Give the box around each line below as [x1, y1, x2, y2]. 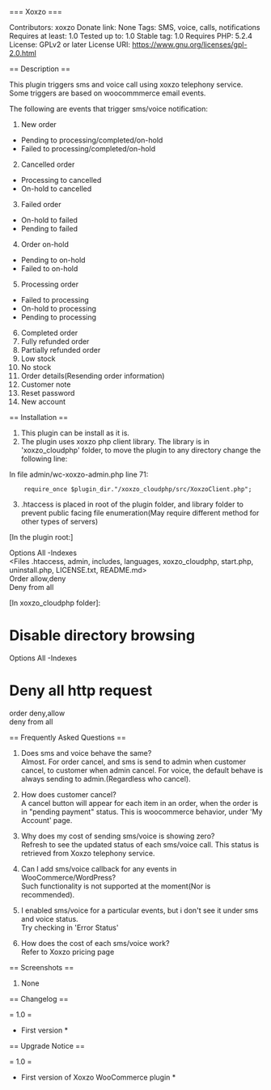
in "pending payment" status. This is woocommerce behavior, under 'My [20, 807, 263, 816]
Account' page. [20, 815, 73, 825]
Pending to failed [20, 224, 78, 233]
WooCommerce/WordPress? [20, 872, 116, 882]
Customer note [20, 380, 71, 389]
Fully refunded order [20, 337, 90, 346]
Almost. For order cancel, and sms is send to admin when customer [20, 757, 246, 766]
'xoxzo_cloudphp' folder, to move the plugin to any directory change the [20, 445, 261, 455]
